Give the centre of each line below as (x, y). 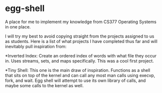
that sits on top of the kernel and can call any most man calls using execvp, (80, 75)
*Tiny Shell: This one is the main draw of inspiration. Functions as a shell (78, 70)
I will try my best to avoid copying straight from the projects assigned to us (80, 36)
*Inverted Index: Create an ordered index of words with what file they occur (81, 55)
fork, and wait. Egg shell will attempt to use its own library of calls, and (75, 80)
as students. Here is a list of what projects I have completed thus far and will (81, 41)
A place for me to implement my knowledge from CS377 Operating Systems (81, 22)
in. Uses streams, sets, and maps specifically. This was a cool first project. (80, 61)
